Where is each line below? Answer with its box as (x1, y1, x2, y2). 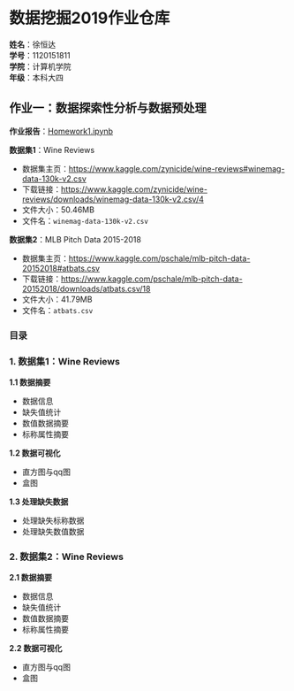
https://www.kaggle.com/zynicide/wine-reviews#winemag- (68, 163, 285, 173)
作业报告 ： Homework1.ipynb (9, 126, 113, 136)
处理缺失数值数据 (21, 526, 85, 536)
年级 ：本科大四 (9, 72, 64, 82)
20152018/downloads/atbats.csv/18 (21, 283, 151, 294)
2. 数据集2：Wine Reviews (9, 550, 124, 563)
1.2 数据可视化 (9, 448, 61, 458)
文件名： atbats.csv (21, 304, 94, 315)
